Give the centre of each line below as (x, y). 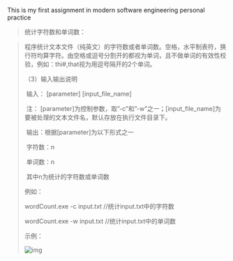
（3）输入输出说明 (51, 79)
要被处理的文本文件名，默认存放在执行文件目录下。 (98, 117)
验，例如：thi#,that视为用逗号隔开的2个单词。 (90, 64)
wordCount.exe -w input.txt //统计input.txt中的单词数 (100, 221)
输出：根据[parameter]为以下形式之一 (80, 132)
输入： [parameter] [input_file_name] (79, 94)
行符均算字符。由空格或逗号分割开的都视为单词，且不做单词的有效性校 (125, 55)
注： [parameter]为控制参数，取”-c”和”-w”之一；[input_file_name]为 (124, 109)
